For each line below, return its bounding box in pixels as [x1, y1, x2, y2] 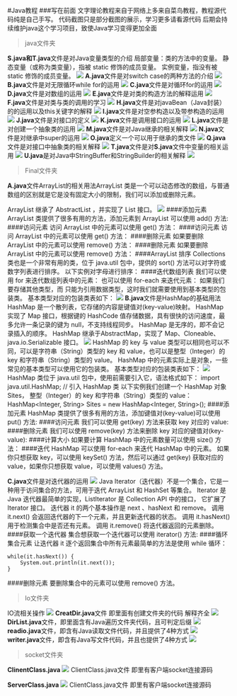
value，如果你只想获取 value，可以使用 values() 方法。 [7, 462, 167, 470]
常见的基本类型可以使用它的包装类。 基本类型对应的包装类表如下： [7, 365, 202, 373]
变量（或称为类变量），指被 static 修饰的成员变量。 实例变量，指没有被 [13, 63, 218, 71]
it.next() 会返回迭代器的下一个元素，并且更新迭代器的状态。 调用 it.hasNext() [7, 513, 231, 520]
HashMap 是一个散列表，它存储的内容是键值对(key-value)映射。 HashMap [7, 303, 224, 311]
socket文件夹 [24, 651, 64, 658]
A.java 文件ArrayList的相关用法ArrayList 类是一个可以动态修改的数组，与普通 [7, 181, 230, 190]
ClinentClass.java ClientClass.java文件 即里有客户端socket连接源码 [7, 666, 214, 674]
